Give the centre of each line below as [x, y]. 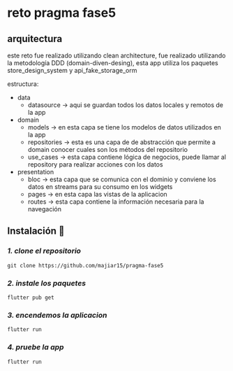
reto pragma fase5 [62, 13]
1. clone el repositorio [44, 251]
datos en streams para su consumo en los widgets [100, 187]
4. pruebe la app [36, 347]
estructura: [23, 84]
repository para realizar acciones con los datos [95, 164]
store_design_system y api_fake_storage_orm [72, 70]
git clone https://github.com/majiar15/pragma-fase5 [85, 265]
